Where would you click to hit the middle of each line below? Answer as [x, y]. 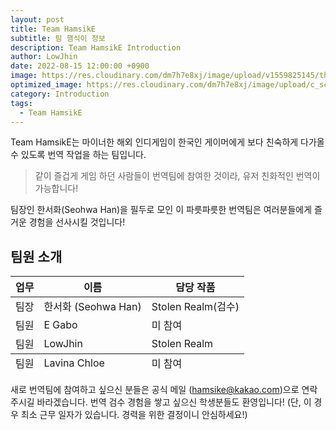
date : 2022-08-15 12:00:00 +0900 [80, 66]
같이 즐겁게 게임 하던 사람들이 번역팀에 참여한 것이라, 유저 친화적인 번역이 [177, 176]
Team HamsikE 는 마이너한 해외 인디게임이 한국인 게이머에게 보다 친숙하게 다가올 [167, 142]
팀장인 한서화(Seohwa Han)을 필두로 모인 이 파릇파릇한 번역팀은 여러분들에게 [161, 210]
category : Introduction [60, 94]
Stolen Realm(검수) [195, 307]
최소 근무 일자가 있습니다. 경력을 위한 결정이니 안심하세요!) [134, 415]
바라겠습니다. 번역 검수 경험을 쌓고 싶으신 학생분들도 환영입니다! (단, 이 [174, 402]
